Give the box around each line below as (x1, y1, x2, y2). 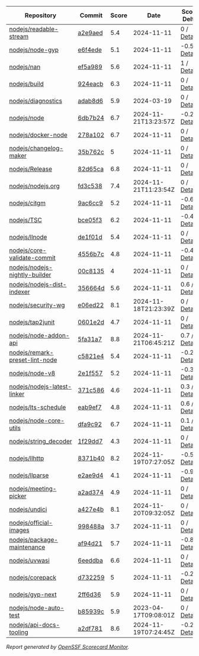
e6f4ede (78, 46, 102, 54)
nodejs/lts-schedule (9, 403, 66, 411)
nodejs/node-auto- (9, 604, 65, 612)
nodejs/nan (9, 63, 41, 70)
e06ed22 (78, 301, 104, 309)
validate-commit (9, 254, 56, 262)
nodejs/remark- (9, 349, 54, 356)
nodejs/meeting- (9, 485, 57, 493)
